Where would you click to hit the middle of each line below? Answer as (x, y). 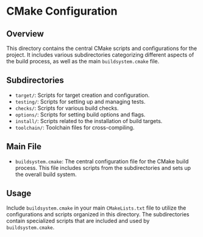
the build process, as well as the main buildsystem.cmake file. (83, 61)
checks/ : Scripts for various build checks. (67, 108)
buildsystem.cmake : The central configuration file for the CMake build (102, 161)
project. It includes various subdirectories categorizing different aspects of (100, 55)
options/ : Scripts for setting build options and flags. (80, 115)
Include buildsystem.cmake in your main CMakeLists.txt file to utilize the (96, 208)
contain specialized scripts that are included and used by (78, 221)
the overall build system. (46, 174)
